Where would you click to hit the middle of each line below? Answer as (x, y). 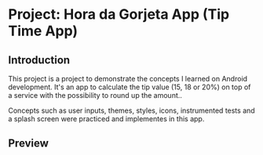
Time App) (43, 31)
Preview (29, 144)
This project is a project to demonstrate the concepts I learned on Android (128, 79)
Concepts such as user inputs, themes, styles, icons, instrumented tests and (131, 110)
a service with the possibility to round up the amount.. (95, 95)
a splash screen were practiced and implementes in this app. (106, 119)
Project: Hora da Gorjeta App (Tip (119, 14)
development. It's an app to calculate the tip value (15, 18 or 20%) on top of (130, 87)
